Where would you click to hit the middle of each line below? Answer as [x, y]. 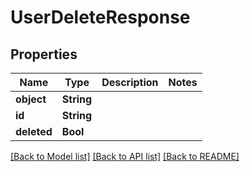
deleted [34, 131]
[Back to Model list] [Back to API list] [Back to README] [125, 156]
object [31, 99]
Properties [44, 54]
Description [130, 82]
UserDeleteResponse [100, 17]
